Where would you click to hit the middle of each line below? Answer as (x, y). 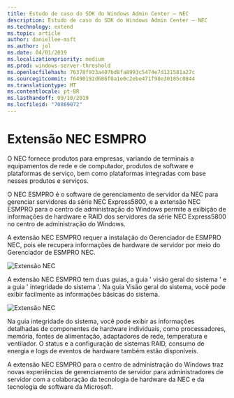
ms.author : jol (29, 46)
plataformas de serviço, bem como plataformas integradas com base (107, 173)
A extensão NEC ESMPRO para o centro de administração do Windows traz (116, 364)
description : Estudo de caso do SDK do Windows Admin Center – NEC (108, 20)
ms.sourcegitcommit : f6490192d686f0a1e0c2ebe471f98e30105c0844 (101, 79)
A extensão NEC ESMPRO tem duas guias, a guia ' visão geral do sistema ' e (117, 279)
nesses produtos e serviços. (48, 180)
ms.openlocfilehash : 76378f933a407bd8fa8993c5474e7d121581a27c (101, 72)
